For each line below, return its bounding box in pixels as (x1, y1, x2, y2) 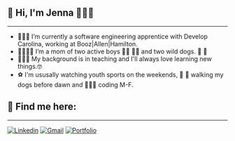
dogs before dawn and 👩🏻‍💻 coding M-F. (17, 80, 134, 88)
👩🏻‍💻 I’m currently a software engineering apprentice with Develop (17, 32, 208, 41)
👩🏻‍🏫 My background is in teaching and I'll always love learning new (17, 54, 212, 63)
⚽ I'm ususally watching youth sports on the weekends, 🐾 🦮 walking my (17, 70, 224, 79)
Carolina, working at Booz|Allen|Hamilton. (17, 39, 138, 48)
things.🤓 (17, 62, 43, 70)
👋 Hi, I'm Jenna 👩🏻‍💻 (7, 7, 94, 19)
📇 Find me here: (7, 101, 77, 113)
